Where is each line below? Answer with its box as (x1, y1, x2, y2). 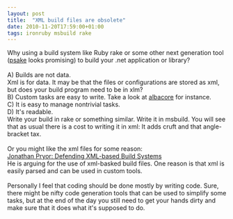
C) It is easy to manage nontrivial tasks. (7, 100, 120, 108)
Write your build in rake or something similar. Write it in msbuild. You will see (7, 115, 226, 124)
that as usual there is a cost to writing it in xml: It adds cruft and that (7, 122, 202, 131)
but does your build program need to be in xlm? (7, 86, 143, 94)
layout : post (7, 10, 45, 17)
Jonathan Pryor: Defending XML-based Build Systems (7, 152, 162, 161)
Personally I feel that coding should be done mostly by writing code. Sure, (7, 181, 219, 190)
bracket (7, 130, 29, 138)
